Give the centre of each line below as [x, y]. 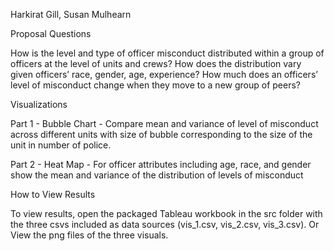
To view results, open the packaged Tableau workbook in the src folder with [166, 213]
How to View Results [53, 194]
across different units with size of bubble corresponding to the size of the [161, 134]
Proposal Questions [51, 33]
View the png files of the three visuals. [89, 235]
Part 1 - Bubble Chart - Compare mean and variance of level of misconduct [164, 123]
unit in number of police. [61, 145]
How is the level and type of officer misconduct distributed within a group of [167, 53]
